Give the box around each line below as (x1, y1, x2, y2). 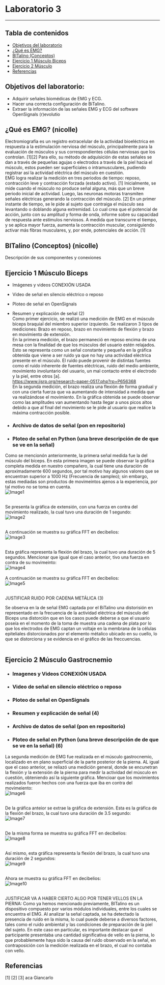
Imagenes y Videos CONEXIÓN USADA (12, 670, 107, 677)
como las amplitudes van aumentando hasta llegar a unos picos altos (12, 399, 152, 405)
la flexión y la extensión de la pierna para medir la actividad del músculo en (5, 769, 157, 775)
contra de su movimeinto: (5, 560, 57, 566)
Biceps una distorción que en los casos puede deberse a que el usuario (5, 615, 150, 621)
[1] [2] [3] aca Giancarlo (5, 975, 54, 981)
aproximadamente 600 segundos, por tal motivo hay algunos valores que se (5, 468, 159, 474)
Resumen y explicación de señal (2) (12, 311, 85, 316)
